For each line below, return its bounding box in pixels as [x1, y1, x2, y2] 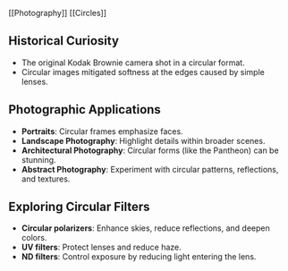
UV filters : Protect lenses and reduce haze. [21, 241, 182, 253]
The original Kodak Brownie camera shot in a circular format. [21, 57, 245, 68]
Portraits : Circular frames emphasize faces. [21, 125, 184, 137]
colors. [21, 233, 47, 243]
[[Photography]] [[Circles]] [8, 8, 107, 18]
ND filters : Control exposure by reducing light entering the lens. [21, 251, 257, 262]
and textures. [21, 174, 71, 184]
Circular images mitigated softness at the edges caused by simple [21, 66, 265, 77]
